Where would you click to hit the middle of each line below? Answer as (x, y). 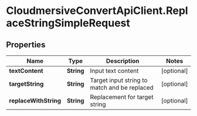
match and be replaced (122, 87)
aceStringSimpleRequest (68, 23)
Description (123, 61)
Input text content (114, 71)
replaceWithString (35, 101)
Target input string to (119, 80)
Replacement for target (122, 97)
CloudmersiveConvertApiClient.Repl (97, 11)
